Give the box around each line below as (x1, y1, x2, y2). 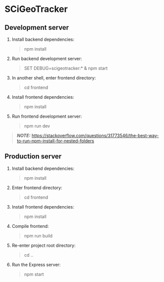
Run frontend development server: (11, 113, 82, 119)
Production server (4, 152, 62, 161)
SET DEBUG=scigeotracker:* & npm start (24, 66, 108, 71)
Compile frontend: (11, 223, 49, 229)
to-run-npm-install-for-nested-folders (16, 138, 94, 143)
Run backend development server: (11, 56, 82, 62)
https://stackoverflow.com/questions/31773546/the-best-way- (31, 133, 159, 139)
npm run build (24, 232, 53, 239)
